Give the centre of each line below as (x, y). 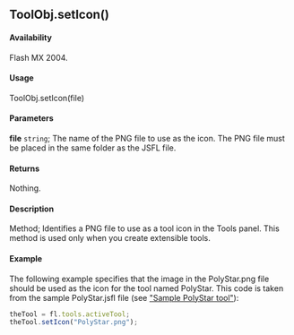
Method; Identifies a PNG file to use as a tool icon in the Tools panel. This (144, 228)
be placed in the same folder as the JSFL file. (93, 148)
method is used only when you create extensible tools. (110, 238)
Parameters (31, 118)
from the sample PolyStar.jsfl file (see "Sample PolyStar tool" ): (124, 297)
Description (32, 209)
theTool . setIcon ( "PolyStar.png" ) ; (74, 322)
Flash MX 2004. (39, 57)
